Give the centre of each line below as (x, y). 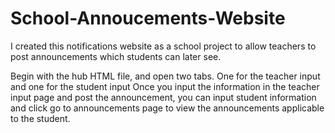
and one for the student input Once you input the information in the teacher (165, 86)
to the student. (40, 118)
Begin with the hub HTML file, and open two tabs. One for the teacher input (165, 76)
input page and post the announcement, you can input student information (163, 97)
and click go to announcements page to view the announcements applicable (167, 108)
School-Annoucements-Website (148, 18)
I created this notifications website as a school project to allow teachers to (163, 46)
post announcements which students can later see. (116, 56)
